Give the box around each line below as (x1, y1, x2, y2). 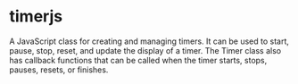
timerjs (9, 6, 63, 27)
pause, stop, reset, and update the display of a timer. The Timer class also (9, 45, 282, 55)
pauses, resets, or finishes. (9, 64, 109, 75)
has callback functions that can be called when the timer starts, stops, (9, 55, 268, 65)
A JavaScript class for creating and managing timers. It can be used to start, (9, 36, 290, 46)
